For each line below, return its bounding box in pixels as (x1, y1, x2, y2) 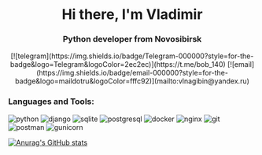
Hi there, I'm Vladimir (61, 6, 203, 24)
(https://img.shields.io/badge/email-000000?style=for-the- (36, 68, 228, 78)
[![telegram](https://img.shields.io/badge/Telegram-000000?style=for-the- (10, 51, 254, 61)
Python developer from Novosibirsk (62, 34, 202, 45)
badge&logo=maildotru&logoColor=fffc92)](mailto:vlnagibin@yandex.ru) (14, 76, 250, 86)
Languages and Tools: (8, 96, 94, 107)
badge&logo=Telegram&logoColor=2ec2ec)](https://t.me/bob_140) (9, 60, 226, 69)
